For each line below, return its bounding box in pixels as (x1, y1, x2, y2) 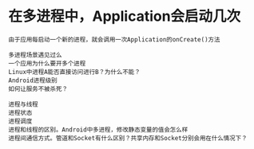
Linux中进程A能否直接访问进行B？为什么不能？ (8, 68, 141, 76)
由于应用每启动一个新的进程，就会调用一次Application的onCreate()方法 (8, 35, 220, 44)
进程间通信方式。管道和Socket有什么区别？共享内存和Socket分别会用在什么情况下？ (8, 134, 248, 142)
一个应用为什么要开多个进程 (8, 59, 86, 68)
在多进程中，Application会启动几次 (8, 7, 241, 25)
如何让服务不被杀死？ (8, 84, 68, 92)
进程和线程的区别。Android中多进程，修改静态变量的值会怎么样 (8, 125, 189, 134)
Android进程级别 (8, 76, 58, 84)
